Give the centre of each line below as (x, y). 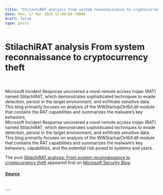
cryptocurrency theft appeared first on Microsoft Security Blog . (68, 162)
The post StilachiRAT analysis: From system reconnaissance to (68, 158)
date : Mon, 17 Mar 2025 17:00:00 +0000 (45, 14)
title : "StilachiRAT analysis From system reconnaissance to (68, 9)
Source (13, 174)
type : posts (17, 23)
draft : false (18, 18)
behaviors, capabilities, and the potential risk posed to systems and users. (79, 148)
